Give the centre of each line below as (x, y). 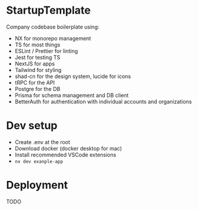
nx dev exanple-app (39, 161)
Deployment (37, 185)
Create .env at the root (42, 142)
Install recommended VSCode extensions (65, 155)
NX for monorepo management (53, 38)
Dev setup (32, 126)
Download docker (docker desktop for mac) (68, 148)
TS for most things (37, 45)
